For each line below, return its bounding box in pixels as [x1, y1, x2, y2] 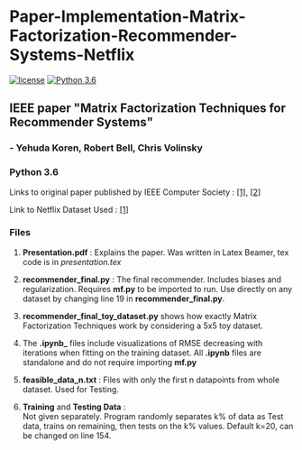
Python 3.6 [9, 166, 59, 179]
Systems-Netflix [9, 45, 135, 65]
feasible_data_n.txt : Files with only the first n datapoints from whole [22, 374, 280, 385]
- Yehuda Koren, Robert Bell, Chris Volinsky [9, 142, 203, 154]
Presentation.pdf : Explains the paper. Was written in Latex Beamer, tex [22, 246, 289, 258]
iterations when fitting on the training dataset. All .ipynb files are [22, 347, 261, 358]
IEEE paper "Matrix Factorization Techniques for [9, 101, 287, 116]
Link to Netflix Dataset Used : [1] [9, 204, 129, 215]
